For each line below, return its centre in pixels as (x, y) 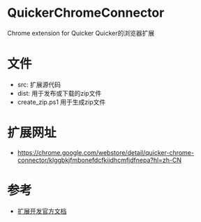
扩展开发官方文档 (42, 211)
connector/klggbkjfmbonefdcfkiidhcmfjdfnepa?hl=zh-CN (99, 160)
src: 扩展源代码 (39, 84)
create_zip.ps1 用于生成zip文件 (61, 102)
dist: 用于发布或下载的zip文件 (59, 93)
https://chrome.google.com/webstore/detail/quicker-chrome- (105, 152)
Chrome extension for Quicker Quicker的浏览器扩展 (81, 33)
